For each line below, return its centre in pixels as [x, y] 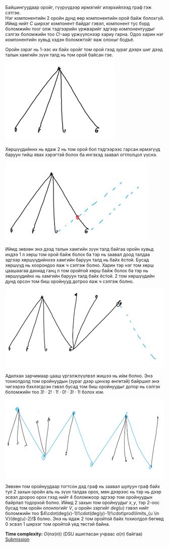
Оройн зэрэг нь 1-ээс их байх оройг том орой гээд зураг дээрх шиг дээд [84, 49]
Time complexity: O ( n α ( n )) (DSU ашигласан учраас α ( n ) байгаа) [74, 534]
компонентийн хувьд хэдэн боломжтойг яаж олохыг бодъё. [70, 40]
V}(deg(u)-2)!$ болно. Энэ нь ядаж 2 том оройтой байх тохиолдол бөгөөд [84, 519]
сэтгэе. [13, 13]
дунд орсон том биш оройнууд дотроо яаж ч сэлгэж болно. [70, 281]
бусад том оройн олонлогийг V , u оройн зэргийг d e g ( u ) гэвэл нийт [77, 508]
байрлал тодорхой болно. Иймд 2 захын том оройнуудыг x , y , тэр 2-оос [82, 502]
